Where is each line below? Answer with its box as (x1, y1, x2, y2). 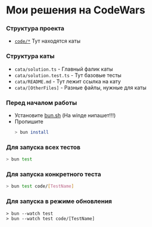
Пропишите (14, 118, 44, 125)
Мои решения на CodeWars (6, 4, 146, 17)
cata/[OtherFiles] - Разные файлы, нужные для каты (14, 84, 147, 91)
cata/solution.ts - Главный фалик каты (14, 65, 114, 72)
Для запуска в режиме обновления (6, 197, 112, 205)
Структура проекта (6, 25, 65, 33)
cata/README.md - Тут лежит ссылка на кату (14, 78, 121, 85)
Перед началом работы (6, 99, 77, 107)
